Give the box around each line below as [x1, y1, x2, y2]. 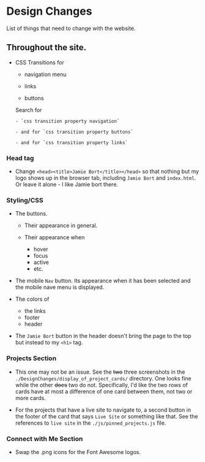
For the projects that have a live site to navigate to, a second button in [15, 406, 192, 414]
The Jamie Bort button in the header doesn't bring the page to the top [15, 333, 192, 340]
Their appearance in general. [24, 222, 98, 229]
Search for [15, 106, 42, 114]
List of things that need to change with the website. [6, 25, 136, 32]
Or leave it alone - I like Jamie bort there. [15, 181, 118, 188]
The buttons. [15, 210, 48, 217]
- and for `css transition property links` [15, 139, 129, 145]
